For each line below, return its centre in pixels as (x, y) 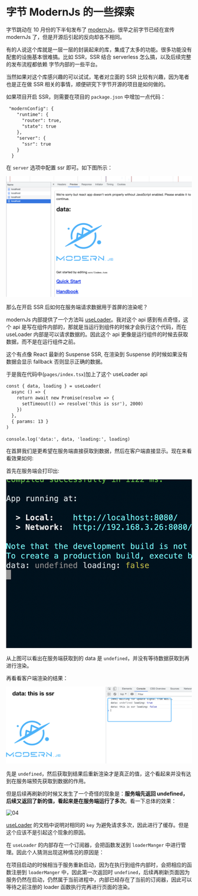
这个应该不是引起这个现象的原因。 (47, 832)
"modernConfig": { (31, 109)
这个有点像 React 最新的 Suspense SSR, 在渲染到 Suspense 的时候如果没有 (97, 354)
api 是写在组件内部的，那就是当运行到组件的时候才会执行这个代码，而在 (100, 327)
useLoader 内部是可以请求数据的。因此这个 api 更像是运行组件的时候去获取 (97, 334)
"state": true (39, 126)
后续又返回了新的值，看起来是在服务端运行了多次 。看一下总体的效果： (91, 801)
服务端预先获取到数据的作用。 (52, 781)
